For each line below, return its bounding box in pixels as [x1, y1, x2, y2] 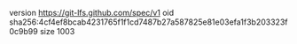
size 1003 [39, 26, 75, 36]
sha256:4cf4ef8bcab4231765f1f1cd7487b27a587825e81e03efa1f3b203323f [9, 17, 288, 27]
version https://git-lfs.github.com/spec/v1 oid [9, 8, 175, 18]
